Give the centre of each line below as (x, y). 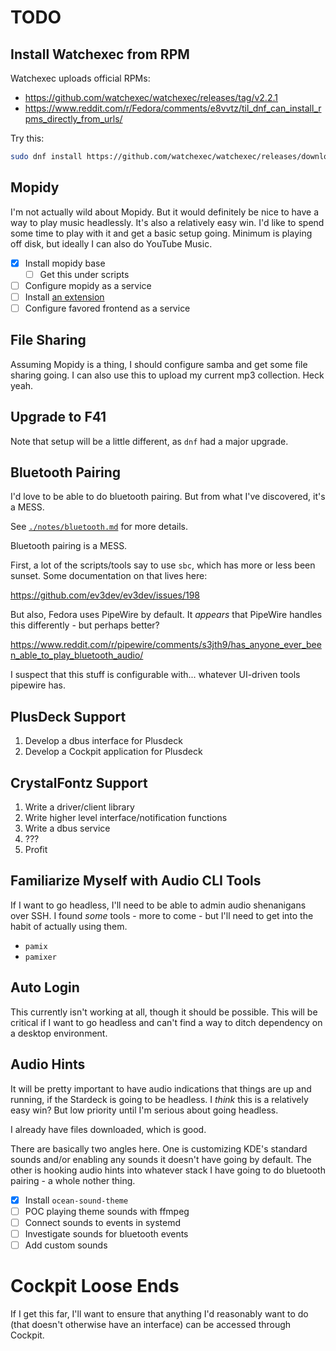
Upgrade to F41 (58, 417)
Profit (36, 850)
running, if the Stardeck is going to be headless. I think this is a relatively (159, 1099)
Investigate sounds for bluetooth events (106, 1233)
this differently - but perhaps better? (85, 625)
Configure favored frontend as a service (107, 308)
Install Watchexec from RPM (100, 54)
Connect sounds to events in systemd (103, 1222)
